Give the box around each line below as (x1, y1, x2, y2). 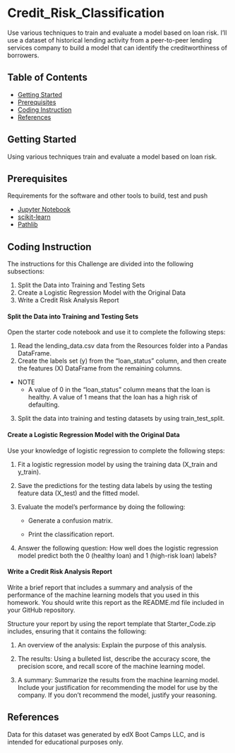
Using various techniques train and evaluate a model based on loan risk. (7, 152, 217, 161)
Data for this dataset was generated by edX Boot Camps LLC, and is (7, 730, 205, 738)
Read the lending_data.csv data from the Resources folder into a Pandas (17, 341, 228, 350)
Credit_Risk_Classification (7, 5, 164, 21)
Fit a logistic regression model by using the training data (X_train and (17, 460, 217, 468)
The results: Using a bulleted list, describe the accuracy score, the (17, 654, 211, 663)
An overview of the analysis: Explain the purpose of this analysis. (17, 640, 207, 649)
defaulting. (28, 400, 60, 409)
